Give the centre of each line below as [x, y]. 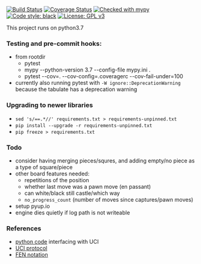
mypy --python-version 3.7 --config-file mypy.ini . [87, 70]
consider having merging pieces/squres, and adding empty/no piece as [105, 160]
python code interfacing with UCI [57, 242]
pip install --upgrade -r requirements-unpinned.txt [84, 125]
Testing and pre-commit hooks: [54, 43]
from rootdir [30, 57]
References [24, 228]
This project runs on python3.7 [45, 28]
